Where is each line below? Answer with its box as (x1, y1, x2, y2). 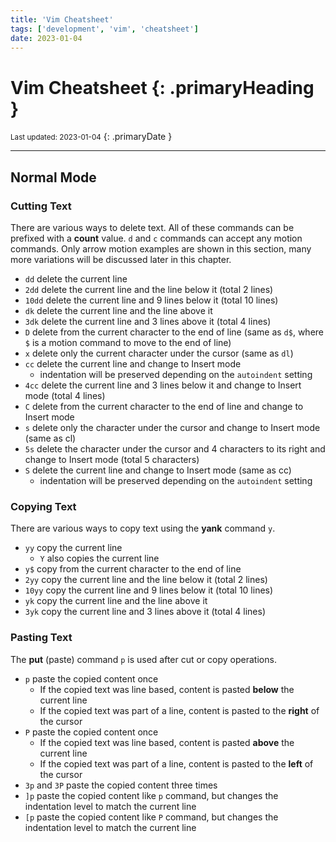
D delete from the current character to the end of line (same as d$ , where (24, 326, 325, 338)
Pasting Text (10, 631, 73, 645)
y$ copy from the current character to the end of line (24, 563, 242, 575)
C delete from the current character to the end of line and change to (24, 401, 304, 412)
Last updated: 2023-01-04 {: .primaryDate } (10, 131, 173, 143)
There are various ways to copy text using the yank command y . (10, 522, 276, 535)
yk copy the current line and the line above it (24, 595, 208, 607)
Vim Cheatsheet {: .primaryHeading (10, 76, 315, 99)
